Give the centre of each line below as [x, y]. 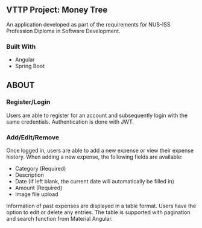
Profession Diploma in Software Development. [63, 31]
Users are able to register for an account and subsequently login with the [97, 115]
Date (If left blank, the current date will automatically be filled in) [95, 182]
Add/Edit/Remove [33, 137]
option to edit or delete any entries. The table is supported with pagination [98, 212]
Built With [21, 46]
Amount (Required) [39, 188]
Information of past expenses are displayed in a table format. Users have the [101, 206]
